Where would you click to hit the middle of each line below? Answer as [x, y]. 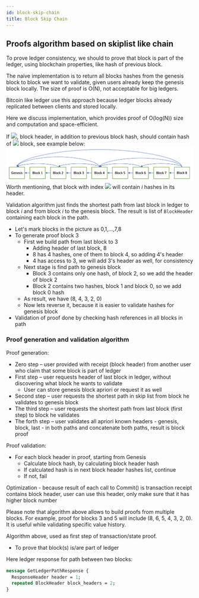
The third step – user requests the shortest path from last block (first [99, 408]
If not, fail [35, 476]
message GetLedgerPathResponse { [48, 571]
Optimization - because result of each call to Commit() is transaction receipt [99, 487]
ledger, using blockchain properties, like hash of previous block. [84, 64]
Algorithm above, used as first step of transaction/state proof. [82, 536]
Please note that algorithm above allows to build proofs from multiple [90, 512]
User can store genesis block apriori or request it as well [93, 389]
